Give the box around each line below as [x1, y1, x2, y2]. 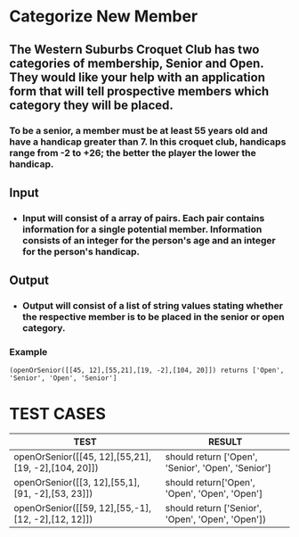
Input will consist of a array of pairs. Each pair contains [21, 211, 265, 224]
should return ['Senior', [165, 502, 263, 515]
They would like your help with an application [9, 70, 265, 85]
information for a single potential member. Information [21, 223, 263, 235]
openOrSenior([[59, [13, 502, 97, 515]
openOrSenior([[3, [13, 476, 92, 489]
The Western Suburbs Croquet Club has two [9, 42, 260, 57]
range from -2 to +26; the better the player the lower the [9, 146, 256, 159]
